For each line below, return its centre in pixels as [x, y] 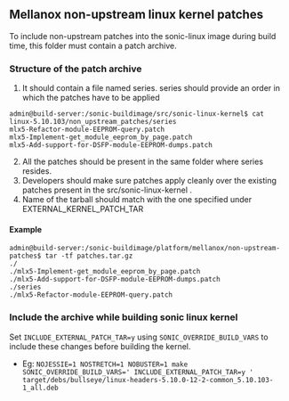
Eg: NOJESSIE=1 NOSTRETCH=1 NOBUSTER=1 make [105, 364]
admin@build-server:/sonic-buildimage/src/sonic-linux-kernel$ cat [137, 114]
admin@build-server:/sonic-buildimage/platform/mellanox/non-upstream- [144, 249]
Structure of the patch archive [76, 69]
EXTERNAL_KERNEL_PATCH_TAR [83, 209]
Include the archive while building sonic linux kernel [124, 317]
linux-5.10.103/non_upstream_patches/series [93, 122]
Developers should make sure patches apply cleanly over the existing [149, 181]
